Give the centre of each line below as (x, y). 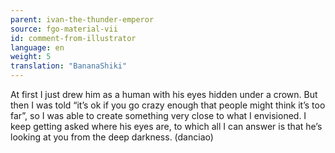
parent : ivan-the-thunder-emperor (82, 19)
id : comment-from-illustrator (73, 38)
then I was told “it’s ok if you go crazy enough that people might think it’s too (168, 105)
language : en (37, 47)
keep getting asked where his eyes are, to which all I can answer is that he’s (166, 126)
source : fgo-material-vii (64, 29)
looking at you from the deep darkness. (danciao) (112, 137)
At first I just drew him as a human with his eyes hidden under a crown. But (164, 94)
